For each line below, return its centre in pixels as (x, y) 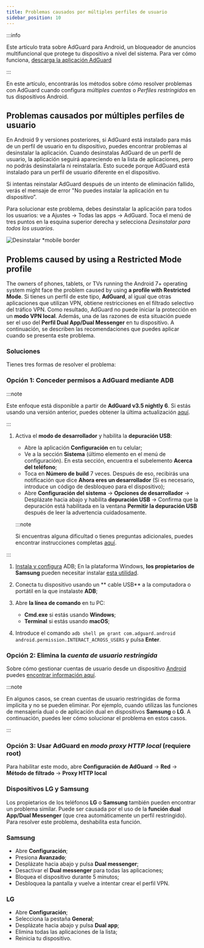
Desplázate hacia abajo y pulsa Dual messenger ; (77, 864)
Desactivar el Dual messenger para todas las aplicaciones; (89, 870)
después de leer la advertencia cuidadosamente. (86, 512)
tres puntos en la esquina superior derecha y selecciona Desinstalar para (98, 222)
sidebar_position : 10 (34, 18)
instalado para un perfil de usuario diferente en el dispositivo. (83, 172)
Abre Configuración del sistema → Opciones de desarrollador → (107, 493)
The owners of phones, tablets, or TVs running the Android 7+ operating (97, 284)
